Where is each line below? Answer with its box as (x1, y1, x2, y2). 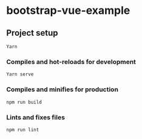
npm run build (6, 99, 42, 105)
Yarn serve (6, 71, 34, 77)
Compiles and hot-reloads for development (6, 57, 137, 66)
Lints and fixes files (6, 113, 66, 121)
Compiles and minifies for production (6, 85, 118, 94)
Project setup (6, 28, 59, 38)
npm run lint (6, 126, 39, 133)
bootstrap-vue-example (6, 4, 130, 18)
